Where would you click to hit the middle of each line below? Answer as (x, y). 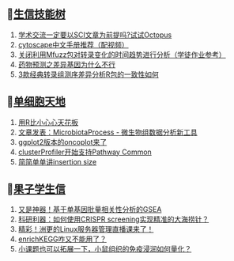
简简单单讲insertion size (57, 161)
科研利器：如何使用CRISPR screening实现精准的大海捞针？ (113, 219)
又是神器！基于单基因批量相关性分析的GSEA (90, 210)
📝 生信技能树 (36, 14)
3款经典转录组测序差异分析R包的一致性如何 (88, 74)
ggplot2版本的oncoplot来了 (62, 142)
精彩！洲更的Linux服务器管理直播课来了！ (86, 229)
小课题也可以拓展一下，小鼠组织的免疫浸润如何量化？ (105, 249)
